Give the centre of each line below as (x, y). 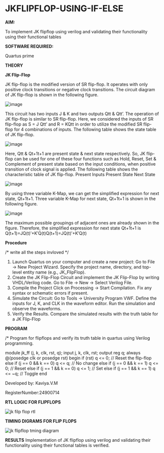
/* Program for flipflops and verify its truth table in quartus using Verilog (78, 338)
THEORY (14, 65)
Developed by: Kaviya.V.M (31, 383)
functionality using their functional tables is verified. (58, 445)
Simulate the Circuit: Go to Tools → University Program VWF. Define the (84, 298)
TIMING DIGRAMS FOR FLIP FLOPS (41, 421)
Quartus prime (20, 56)
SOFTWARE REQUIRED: (29, 46)
